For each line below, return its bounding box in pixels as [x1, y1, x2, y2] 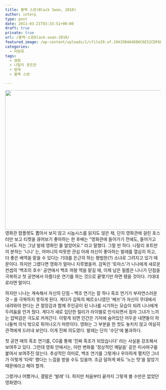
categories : [5, 44, 30, 49]
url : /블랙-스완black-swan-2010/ [5, 35, 70, 40]
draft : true [5, 26, 30, 31]
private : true [5, 30, 35, 35]
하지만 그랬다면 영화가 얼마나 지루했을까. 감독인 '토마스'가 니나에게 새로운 [19, 261, 161, 267]
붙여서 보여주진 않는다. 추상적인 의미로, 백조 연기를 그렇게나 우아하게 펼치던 [5, 350, 150, 356]
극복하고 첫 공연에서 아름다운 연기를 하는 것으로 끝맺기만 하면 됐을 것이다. [5, 273, 146, 279]
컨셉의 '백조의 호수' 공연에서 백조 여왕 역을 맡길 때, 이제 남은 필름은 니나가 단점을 [5, 267, 161, 273]
